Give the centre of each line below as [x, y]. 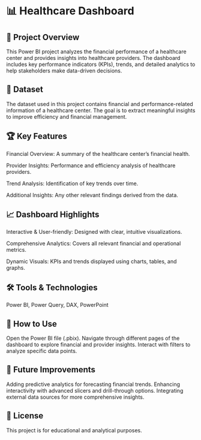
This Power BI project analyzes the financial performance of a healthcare [97, 52]
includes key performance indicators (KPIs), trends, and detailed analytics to [101, 64]
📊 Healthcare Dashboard [70, 11]
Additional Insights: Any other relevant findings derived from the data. [92, 195]
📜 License [25, 416]
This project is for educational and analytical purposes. [74, 430]
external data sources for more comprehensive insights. [75, 397]
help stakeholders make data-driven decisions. [64, 71]
